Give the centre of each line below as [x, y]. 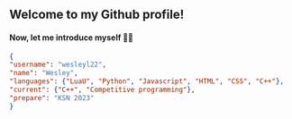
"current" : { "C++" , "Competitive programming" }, [102, 90]
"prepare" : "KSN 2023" [52, 98]
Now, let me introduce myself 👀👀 [71, 37]
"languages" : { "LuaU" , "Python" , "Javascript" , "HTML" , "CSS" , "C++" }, [146, 81]
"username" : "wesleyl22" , [58, 65]
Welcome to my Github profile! [97, 15]
